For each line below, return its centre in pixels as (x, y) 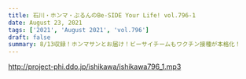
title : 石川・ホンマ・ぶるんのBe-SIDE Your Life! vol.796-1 (102, 15)
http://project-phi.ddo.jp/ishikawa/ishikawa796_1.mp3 (95, 66)
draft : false (29, 37)
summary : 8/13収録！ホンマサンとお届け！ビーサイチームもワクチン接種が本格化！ (125, 45)
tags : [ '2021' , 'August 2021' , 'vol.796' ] (79, 30)
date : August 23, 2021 (45, 23)
